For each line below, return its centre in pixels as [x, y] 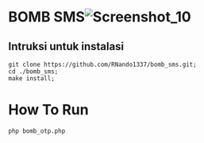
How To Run [48, 110]
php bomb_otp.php [37, 131]
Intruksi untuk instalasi [66, 46]
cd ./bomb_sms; [33, 71]
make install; [32, 79]
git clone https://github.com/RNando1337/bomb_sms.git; [102, 64]
